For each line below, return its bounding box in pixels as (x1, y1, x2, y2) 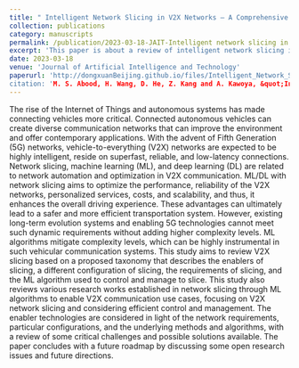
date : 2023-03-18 (9, 54, 74, 63)
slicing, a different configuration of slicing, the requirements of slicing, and (9, 265, 283, 275)
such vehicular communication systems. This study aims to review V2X (9, 246, 270, 257)
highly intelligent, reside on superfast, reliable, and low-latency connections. (9, 151, 289, 161)
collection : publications (9, 21, 105, 30)
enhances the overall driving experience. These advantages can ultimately (9, 198, 283, 209)
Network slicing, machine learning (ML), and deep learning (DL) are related (9, 160, 285, 171)
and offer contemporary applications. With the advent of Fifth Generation (9, 132, 277, 143)
